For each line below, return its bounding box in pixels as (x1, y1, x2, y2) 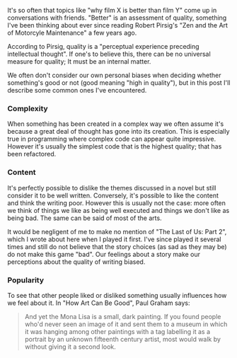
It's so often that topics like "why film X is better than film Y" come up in (7, 6, 217, 14)
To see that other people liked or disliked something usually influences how (7, 291, 227, 299)
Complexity (7, 103, 48, 113)
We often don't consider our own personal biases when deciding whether (7, 71, 221, 79)
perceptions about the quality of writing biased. (7, 258, 146, 266)
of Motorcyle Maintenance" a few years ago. (7, 28, 137, 37)
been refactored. (7, 150, 57, 158)
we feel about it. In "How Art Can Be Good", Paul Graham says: (7, 299, 190, 307)
